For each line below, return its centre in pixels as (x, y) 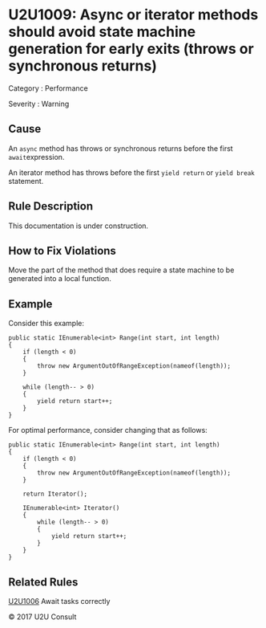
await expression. (36, 157)
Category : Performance (48, 88)
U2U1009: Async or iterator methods (133, 15)
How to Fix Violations (62, 251)
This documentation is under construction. (79, 226)
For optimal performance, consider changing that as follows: (108, 430)
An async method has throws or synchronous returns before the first (121, 148)
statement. (26, 181)
